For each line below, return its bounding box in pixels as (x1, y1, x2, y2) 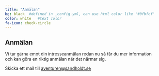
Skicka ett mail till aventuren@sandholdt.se (5, 65, 91, 71)
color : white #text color (5, 16, 62, 21)
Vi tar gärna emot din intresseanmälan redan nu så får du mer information (5, 51, 152, 57)
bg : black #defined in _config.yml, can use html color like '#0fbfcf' (5, 12, 155, 16)
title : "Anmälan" (5, 7, 40, 12)
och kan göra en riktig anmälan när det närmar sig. (5, 56, 106, 62)
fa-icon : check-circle (5, 20, 51, 25)
